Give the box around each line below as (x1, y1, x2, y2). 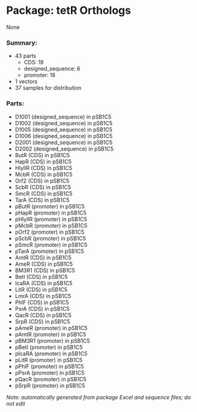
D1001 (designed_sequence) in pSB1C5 (14, 113, 112, 120)
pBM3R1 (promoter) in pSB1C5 (14, 337, 90, 344)
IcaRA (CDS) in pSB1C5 (14, 279, 73, 287)
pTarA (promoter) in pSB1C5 (14, 248, 84, 255)
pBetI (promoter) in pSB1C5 (14, 343, 83, 351)
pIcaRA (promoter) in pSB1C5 (14, 350, 88, 357)
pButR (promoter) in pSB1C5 (14, 202, 85, 210)
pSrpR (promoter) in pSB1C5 (14, 382, 85, 389)
